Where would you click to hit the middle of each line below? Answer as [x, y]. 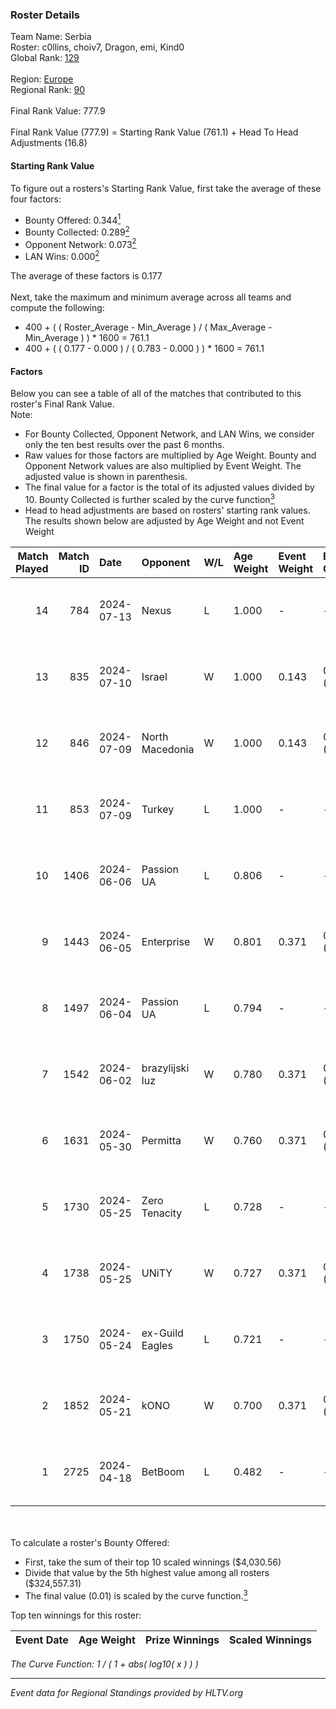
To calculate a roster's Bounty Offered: [90, 1542]
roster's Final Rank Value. [62, 404]
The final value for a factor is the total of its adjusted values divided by [169, 487]
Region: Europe [42, 79]
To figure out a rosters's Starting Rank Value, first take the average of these [166, 188]
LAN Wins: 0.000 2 [62, 256]
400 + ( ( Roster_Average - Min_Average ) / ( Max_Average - [148, 327]
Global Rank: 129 [45, 58]
